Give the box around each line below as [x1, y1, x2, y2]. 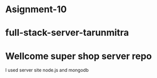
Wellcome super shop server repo [5, 50, 152, 62]
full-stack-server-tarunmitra [5, 27, 129, 39]
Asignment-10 [5, 4, 67, 15]
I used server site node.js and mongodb [5, 67, 89, 73]
